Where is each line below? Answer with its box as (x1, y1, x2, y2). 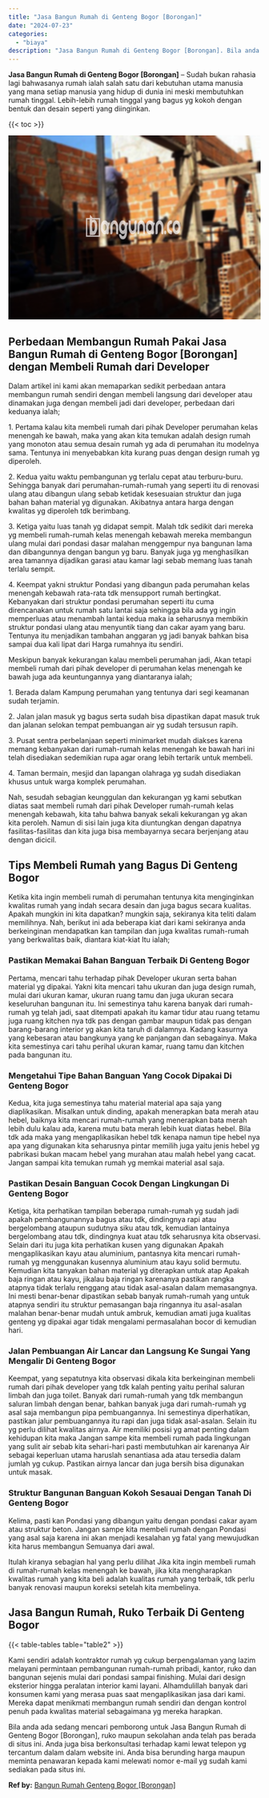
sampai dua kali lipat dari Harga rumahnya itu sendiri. (8, 639, 184, 649)
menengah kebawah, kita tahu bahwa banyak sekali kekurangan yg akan (8, 810, 248, 819)
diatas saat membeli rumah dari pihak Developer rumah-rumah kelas (8, 801, 235, 810)
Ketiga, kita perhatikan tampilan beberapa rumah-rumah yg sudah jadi (8, 1206, 239, 1216)
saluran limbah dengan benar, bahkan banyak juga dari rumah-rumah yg (8, 1399, 247, 1409)
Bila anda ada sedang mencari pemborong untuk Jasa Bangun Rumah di (8, 1722, 247, 1731)
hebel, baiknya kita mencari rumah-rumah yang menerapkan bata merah (8, 1115, 247, 1125)
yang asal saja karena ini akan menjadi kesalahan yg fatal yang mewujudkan (8, 1532, 259, 1542)
